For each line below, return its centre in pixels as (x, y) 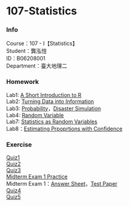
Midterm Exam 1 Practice (37, 177)
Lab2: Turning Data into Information (50, 101)
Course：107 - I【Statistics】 (42, 44)
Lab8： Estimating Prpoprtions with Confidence (64, 128)
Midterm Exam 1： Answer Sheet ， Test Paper (62, 184)
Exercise (19, 144)
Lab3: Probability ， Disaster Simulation (54, 108)
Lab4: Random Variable (35, 115)
